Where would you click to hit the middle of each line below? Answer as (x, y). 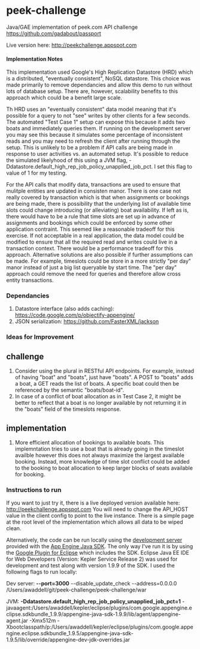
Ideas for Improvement (40, 337)
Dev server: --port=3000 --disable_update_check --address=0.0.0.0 (92, 584)
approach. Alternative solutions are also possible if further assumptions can (100, 255)
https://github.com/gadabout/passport (54, 33)
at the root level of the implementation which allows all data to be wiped (95, 522)
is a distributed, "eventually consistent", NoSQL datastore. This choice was (99, 79)
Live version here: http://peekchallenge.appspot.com (72, 45)
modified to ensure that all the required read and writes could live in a (92, 242)
